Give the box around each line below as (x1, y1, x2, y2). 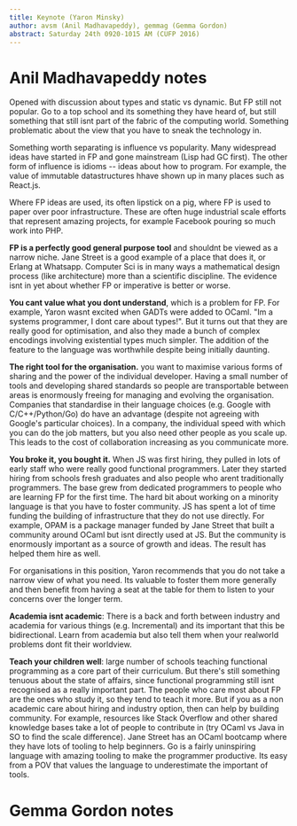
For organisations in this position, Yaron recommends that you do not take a (9, 565, 285, 576)
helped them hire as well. (9, 549, 101, 559)
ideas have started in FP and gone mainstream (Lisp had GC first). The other (9, 152, 288, 162)
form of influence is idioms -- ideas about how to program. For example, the (9, 161, 286, 172)
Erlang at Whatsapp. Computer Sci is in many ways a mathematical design (9, 261, 281, 272)
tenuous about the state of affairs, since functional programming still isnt (9, 675, 275, 686)
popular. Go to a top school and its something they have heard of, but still (9, 106, 277, 117)
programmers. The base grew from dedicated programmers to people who (9, 482, 282, 493)
